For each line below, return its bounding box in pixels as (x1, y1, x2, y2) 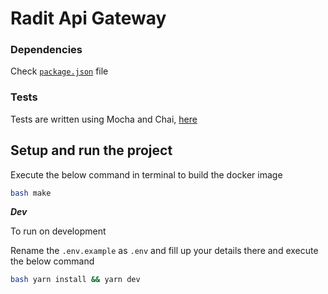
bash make (10, 188, 52, 198)
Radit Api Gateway (10, 7, 167, 30)
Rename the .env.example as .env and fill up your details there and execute (10, 245, 319, 257)
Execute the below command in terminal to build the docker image (10, 168, 283, 181)
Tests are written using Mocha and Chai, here (10, 113, 198, 125)
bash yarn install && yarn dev (10, 275, 141, 285)
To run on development (10, 225, 107, 237)
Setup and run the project (10, 142, 173, 159)
